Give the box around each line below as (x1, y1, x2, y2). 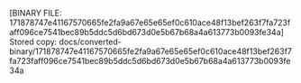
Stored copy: (9, 36, 58, 47)
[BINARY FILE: (9, 8, 62, 18)
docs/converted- (59, 36, 122, 47)
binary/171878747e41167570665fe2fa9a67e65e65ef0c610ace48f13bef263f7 (9, 46, 293, 57)
